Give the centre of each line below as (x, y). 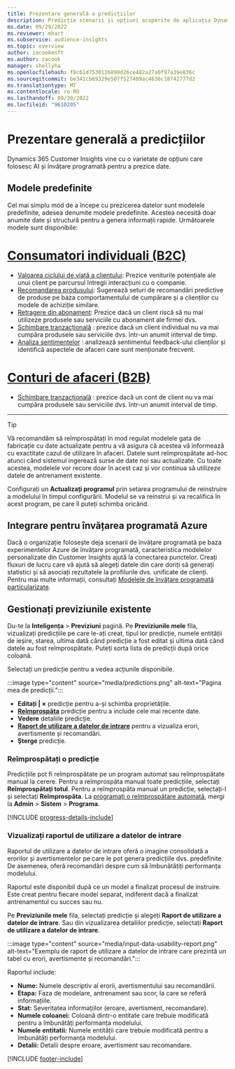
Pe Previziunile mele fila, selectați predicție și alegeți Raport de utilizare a (114, 915)
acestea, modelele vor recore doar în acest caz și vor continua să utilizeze (114, 468)
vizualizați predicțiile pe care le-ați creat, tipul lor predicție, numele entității (115, 633)
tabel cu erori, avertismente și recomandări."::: (74, 958)
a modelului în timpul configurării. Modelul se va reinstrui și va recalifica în (114, 496)
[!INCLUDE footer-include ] (45, 1059)
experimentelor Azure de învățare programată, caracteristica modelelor (109, 550)
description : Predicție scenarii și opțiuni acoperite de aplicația (109, 20)
